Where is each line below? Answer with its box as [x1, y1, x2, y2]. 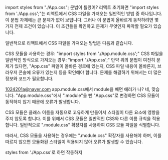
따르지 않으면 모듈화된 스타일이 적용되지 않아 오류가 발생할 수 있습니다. [5, 139, 143, 144]
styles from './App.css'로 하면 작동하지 [5, 149, 83, 155]
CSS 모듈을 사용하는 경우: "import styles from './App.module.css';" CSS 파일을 [5, 50, 163, 56]
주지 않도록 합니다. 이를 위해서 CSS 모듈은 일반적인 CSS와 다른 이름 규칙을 [5, 115, 151, 121]
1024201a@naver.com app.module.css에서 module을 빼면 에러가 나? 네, [5, 86, 150, 92]
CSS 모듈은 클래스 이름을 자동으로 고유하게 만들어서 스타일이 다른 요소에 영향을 [5, 109, 160, 115]
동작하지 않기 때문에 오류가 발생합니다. [5, 99, 80, 104]
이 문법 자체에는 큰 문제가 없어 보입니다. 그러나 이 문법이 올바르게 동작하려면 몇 [5, 17, 159, 22]
